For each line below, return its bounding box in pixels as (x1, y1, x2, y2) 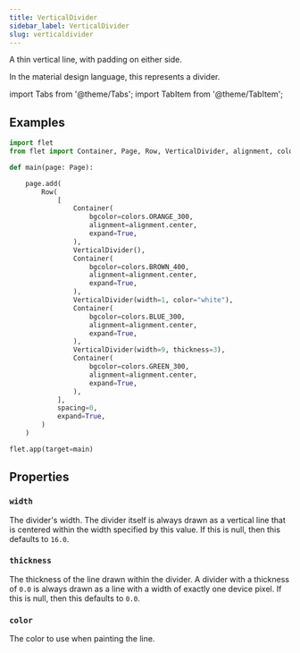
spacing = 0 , (56, 403, 98, 412)
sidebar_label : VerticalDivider (9, 21, 129, 30)
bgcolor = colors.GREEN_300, (88, 362, 190, 371)
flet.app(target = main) (9, 445, 94, 454)
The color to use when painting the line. (9, 633, 155, 644)
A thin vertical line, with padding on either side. (9, 55, 183, 65)
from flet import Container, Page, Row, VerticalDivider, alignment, (9, 147, 274, 157)
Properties (9, 470, 70, 485)
